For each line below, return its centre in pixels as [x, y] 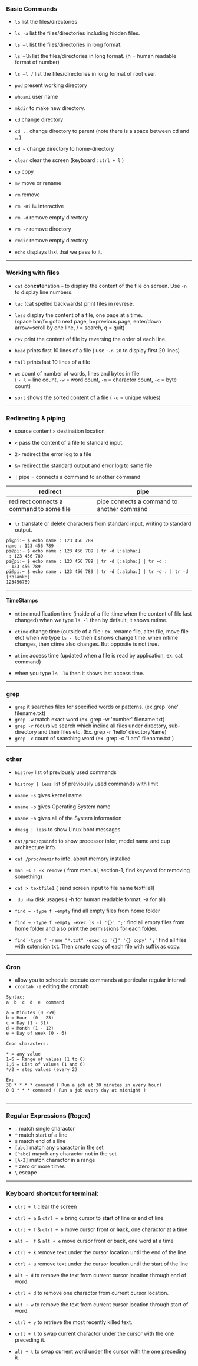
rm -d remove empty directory [51, 218]
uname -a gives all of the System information [68, 818]
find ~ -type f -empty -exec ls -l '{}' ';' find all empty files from [100, 922]
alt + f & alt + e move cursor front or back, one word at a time [94, 1241]
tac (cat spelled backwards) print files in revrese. [74, 303]
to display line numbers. [44, 292]
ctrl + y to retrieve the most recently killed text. [73, 1322]
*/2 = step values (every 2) [42, 1069]
